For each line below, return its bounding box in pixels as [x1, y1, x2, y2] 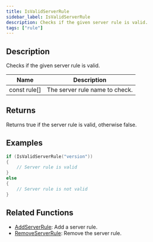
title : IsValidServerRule [6, 8, 69, 15]
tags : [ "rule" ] [6, 25, 43, 31]
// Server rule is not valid [16, 186, 88, 192]
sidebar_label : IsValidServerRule [6, 14, 91, 20]
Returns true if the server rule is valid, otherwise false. [6, 121, 137, 128]
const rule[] [9, 86, 42, 94]
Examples [6, 138, 43, 148]
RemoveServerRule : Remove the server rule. [14, 229, 122, 237]
